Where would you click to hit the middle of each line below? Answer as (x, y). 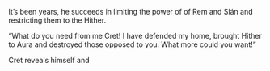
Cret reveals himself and (49, 60)
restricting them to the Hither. (57, 20)
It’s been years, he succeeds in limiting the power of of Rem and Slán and (131, 12)
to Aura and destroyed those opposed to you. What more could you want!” (132, 44)
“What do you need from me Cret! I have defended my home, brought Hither (135, 36)
